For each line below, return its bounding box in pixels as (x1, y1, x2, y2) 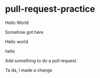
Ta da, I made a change (5, 67, 52, 73)
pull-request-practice (5, 3, 96, 15)
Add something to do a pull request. (5, 57, 77, 63)
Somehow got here (5, 29, 44, 35)
